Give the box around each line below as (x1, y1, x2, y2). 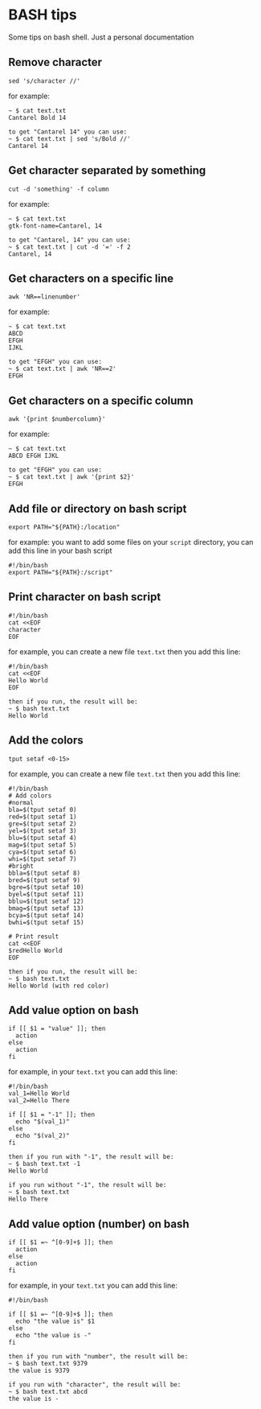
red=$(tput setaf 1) (8, 813, 78, 821)
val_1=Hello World (8, 1090, 70, 1098)
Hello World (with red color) (8, 982, 110, 990)
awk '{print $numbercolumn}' (8, 415, 106, 423)
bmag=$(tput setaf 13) (8, 904, 84, 913)
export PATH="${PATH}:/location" (8, 523, 120, 531)
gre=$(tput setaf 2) (8, 819, 78, 828)
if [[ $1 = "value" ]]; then (8, 1024, 106, 1033)
